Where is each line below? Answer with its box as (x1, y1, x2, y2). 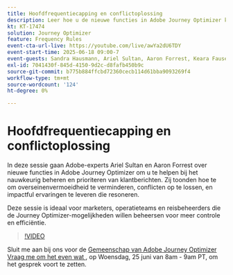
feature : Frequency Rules (7, 36, 82, 43)
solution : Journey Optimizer (7, 29, 92, 37)
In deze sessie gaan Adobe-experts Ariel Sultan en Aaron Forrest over (7, 161, 207, 170)
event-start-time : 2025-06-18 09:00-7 (7, 49, 119, 56)
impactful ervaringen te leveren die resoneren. (7, 190, 140, 199)
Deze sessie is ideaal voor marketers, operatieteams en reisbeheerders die (7, 204, 221, 212)
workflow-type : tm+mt (7, 74, 70, 82)
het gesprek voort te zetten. (7, 260, 87, 269)
